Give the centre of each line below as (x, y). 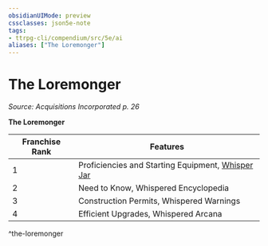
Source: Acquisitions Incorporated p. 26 (74, 107)
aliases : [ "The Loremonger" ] (57, 45)
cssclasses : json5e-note (49, 23)
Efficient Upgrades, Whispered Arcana (150, 214)
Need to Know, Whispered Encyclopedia (154, 188)
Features (167, 146)
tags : (17, 30)
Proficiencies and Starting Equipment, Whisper (166, 166)
